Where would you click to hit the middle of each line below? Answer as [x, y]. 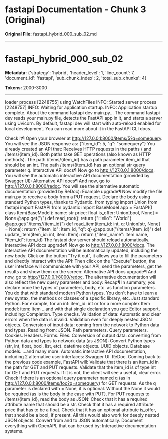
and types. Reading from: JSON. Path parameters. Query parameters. [77, 330]
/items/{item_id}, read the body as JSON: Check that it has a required [77, 399]
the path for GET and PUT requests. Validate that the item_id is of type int [81, 367]
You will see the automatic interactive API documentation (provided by [77, 175]
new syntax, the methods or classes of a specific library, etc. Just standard [82, 298]
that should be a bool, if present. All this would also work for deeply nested [82, 415]
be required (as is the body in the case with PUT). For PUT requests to [77, 394]
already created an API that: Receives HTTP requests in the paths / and [78, 149]
